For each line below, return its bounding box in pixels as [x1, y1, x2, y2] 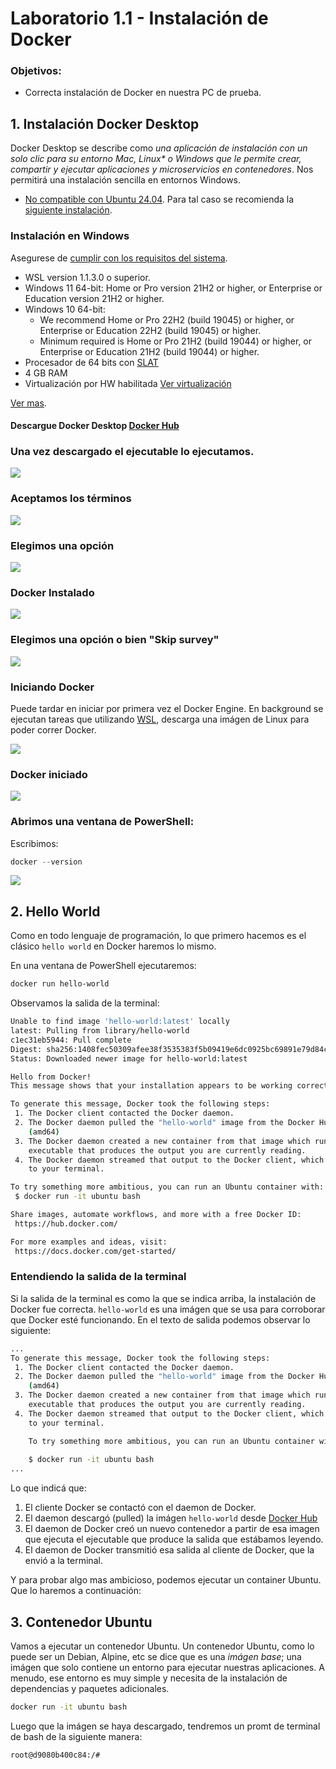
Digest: [10, 1044, 43, 1054]
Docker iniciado [10, 767, 88, 781]
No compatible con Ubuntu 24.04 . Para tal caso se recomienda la [24, 193, 295, 206]
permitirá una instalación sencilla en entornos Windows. [10, 174, 242, 186]
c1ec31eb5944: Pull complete [10, 1035, 132, 1045]
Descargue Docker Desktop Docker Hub [10, 420, 180, 432]
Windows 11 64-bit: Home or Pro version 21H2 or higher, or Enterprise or [24, 282, 323, 294]
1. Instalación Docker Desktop [10, 115, 200, 132]
